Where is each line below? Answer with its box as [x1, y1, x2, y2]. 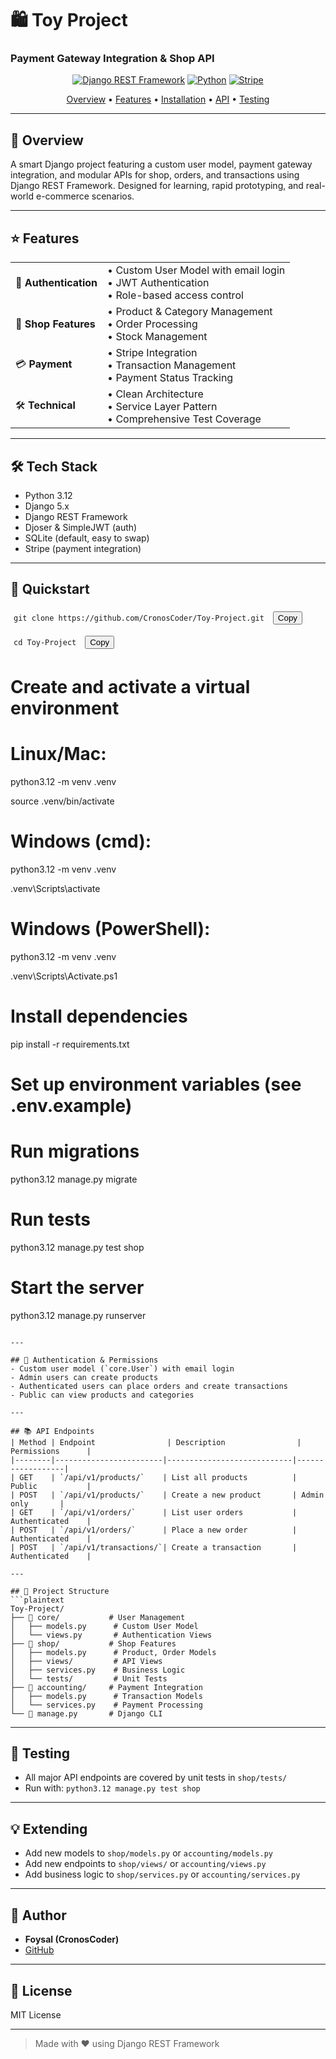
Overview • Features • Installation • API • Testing [66, 93, 270, 106]
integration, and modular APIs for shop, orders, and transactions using [10, 169, 300, 181]
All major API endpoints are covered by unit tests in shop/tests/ [24, 1772, 288, 1784]
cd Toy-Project [13, 637, 77, 647]
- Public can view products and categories [10, 1390, 195, 1400]
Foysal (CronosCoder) [24, 1933, 120, 1946]
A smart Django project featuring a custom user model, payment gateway [10, 158, 313, 171]
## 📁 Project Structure [10, 1586, 110, 1596]
